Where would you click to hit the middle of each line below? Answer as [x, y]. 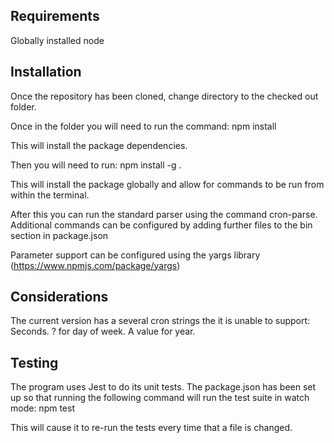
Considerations [59, 297]
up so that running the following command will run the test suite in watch [160, 398]
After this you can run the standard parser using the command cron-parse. [164, 214]
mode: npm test [42, 408]
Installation [46, 72]
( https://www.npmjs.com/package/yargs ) [95, 265]
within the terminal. [50, 195]
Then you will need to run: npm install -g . [96, 165]
